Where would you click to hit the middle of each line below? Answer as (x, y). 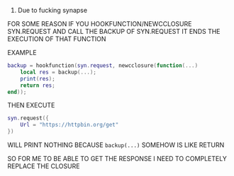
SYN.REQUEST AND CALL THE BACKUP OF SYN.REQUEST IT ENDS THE (114, 31)
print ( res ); (38, 78)
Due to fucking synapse (52, 10)
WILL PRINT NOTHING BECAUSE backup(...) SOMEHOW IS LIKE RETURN (116, 145)
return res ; (38, 85)
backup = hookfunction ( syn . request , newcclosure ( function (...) (103, 66)
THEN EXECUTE (31, 105)
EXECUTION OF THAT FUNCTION (57, 39)
